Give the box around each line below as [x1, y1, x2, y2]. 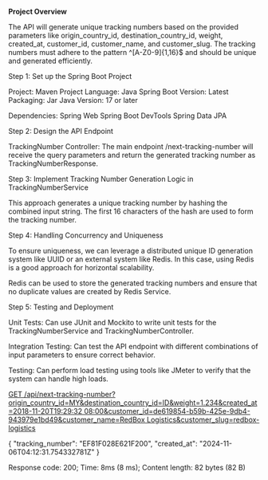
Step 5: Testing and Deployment [8, 302, 114, 312]
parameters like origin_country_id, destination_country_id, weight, [8, 31, 223, 40]
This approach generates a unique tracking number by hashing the [8, 199, 228, 207]
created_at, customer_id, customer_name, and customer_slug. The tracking [8, 39, 256, 49]
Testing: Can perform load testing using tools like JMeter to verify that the [8, 366, 251, 375]
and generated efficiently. [8, 56, 93, 65]
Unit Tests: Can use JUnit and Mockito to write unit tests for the [8, 318, 217, 327]
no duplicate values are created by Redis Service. [8, 287, 171, 296]
